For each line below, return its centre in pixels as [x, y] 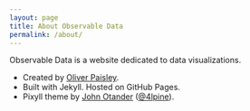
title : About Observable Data [67, 26]
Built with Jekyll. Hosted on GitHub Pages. [101, 88]
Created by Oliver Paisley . [71, 78]
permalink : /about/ [46, 34]
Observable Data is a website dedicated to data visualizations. [125, 60]
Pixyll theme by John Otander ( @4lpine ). [98, 97]
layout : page [34, 18]
